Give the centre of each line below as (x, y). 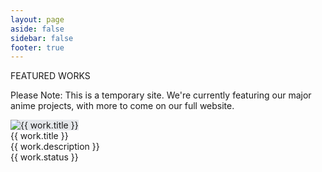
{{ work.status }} (44, 157)
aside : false (37, 29)
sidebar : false (42, 38)
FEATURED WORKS (50, 76)
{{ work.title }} (39, 136)
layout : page (37, 19)
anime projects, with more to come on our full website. (122, 106)
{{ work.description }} (55, 147)
